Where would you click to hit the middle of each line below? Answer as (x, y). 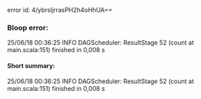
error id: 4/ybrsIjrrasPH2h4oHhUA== (60, 10)
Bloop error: (28, 27)
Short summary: (31, 65)
